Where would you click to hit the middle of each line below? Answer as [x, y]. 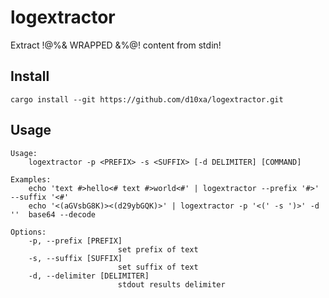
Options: [28, 232]
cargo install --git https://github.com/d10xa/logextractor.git [147, 99]
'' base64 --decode [53, 214]
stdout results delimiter [171, 284]
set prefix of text [158, 249]
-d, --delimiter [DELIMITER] [89, 276]
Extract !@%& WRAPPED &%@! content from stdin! [116, 45]
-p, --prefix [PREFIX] [75, 241]
